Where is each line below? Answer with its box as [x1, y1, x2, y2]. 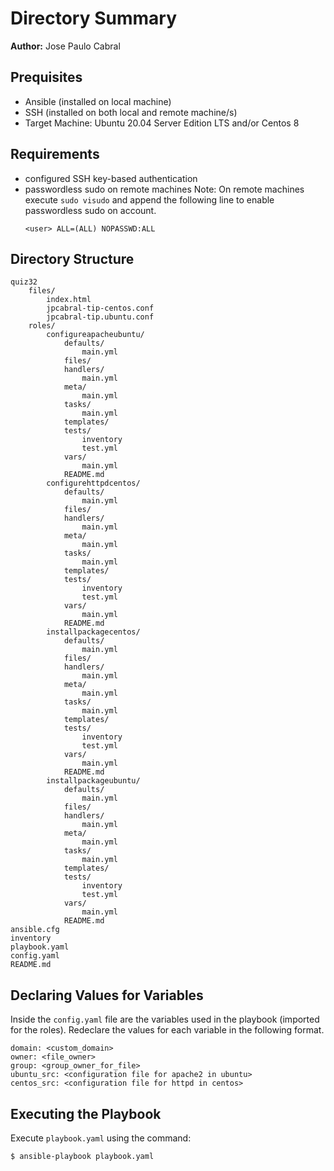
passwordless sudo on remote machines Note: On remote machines [24, 183, 305, 195]
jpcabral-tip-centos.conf [46, 303, 155, 314]
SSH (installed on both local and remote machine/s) [24, 106, 238, 118]
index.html [46, 295, 92, 305]
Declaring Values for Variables [10, 987, 204, 1004]
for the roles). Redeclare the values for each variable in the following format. [10, 1024, 325, 1036]
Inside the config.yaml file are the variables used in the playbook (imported [10, 1013, 320, 1026]
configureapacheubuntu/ [46, 330, 145, 340]
